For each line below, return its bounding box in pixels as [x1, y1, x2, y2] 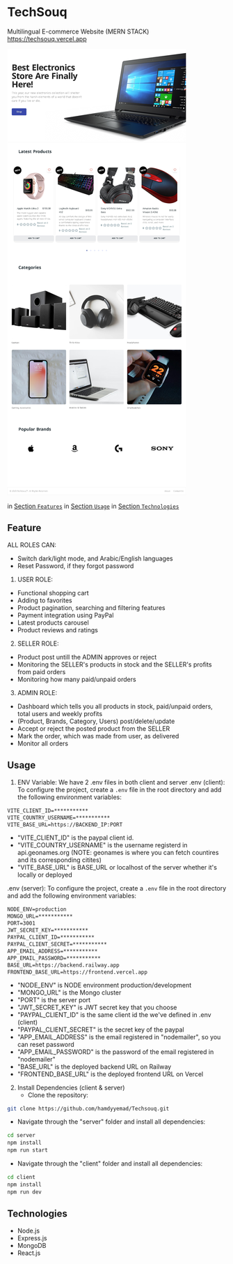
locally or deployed [17, 870, 72, 879]
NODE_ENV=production [7, 905, 67, 913]
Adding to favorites [17, 596, 72, 604]
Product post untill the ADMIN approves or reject [17, 653, 157, 661]
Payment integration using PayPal [17, 611, 114, 619]
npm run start [7, 1147, 49, 1154]
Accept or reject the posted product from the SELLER [17, 724, 170, 733]
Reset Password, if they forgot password [17, 561, 134, 570]
